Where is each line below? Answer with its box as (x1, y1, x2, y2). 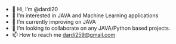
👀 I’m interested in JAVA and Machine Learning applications (11, 12, 159, 19)
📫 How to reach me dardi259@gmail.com (11, 32, 115, 38)
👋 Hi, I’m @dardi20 (11, 6, 58, 12)
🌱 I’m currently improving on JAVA (11, 18, 97, 25)
